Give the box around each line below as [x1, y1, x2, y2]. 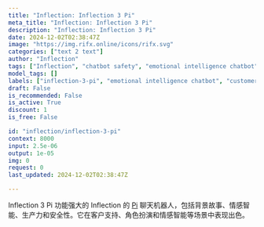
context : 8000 [8, 135, 55, 142]
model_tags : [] [8, 70, 58, 77]
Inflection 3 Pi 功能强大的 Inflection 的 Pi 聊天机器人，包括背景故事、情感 [8, 200, 244, 210]
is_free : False [8, 113, 58, 121]
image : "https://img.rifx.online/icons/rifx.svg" [8, 41, 174, 49]
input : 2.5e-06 [8, 142, 58, 150]
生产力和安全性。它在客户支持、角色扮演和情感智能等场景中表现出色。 [21, 211, 249, 219]
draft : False [8, 84, 51, 92]
